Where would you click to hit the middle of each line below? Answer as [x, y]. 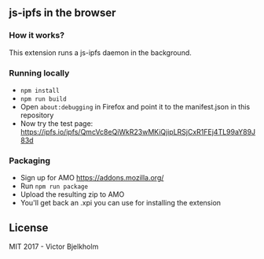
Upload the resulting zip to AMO [72, 194]
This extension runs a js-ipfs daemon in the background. [100, 52]
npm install [40, 91]
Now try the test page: [57, 123]
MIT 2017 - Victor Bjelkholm [54, 246]
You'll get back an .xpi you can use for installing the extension [121, 203]
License [29, 228]
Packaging [29, 161]
